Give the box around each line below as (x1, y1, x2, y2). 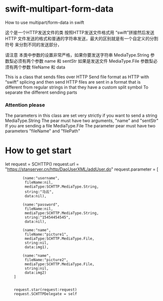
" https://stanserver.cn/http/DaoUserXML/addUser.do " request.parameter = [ (5, 166, 159, 172)
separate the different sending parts (5, 89, 77, 95)
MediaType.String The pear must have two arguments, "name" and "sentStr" (5, 118, 159, 124)
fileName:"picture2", (24, 258, 69, 263)
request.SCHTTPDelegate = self (14, 292, 77, 297)
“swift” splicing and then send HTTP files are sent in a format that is (5, 79, 141, 85)
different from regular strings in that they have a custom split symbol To (5, 84, 148, 90)
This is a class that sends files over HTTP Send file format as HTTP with (5, 74, 149, 80)
